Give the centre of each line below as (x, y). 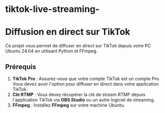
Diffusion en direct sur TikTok (68, 32)
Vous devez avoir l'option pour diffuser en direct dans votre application (85, 84)
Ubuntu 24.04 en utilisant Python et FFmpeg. (51, 51)
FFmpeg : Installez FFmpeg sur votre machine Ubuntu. (69, 105)
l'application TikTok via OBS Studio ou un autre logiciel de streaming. (83, 100)
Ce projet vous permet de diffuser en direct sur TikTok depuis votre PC (78, 46)
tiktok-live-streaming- (52, 9)
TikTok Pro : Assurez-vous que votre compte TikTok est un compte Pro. (86, 79)
